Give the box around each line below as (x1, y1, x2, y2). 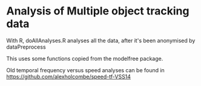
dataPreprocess (6, 43, 47, 51)
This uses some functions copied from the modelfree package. (6, 55, 163, 62)
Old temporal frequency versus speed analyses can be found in (6, 66, 165, 73)
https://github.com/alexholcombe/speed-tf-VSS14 (6, 73, 131, 80)
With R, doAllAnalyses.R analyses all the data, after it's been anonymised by (6, 37, 196, 44)
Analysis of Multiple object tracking (6, 4, 189, 18)
